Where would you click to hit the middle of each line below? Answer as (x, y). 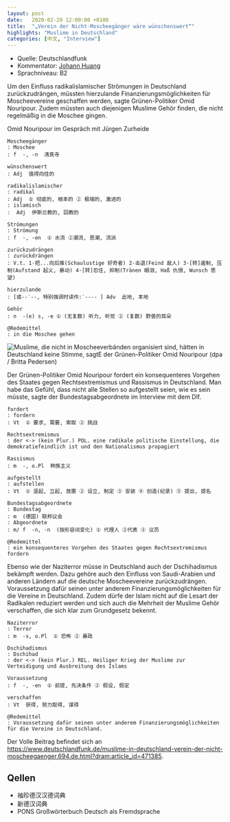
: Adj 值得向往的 (31, 174)
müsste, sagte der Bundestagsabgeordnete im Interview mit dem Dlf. (104, 397)
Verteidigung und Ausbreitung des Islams (67, 666)
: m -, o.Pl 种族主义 (39, 466)
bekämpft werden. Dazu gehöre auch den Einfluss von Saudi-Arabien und (111, 574)
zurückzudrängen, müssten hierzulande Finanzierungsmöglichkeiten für (109, 94)
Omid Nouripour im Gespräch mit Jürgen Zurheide (78, 129)
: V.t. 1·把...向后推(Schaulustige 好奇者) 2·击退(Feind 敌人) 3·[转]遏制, (111, 263)
